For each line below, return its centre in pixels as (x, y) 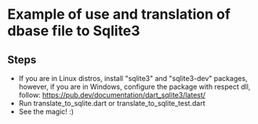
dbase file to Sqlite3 (74, 31)
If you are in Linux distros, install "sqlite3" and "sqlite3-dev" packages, (133, 78)
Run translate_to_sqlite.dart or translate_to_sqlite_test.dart (112, 103)
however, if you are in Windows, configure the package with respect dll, (134, 87)
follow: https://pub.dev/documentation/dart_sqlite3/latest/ (112, 95)
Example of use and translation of (119, 14)
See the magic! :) (46, 112)
